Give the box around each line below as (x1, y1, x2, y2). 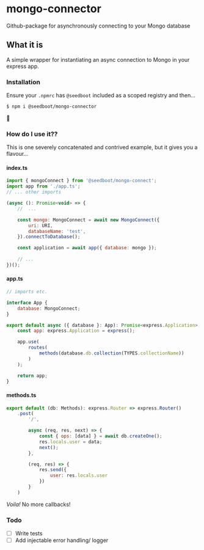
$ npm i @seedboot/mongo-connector (6, 103, 97, 110)
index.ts (6, 164, 28, 171)
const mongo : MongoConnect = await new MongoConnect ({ (17, 216, 160, 223)
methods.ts (6, 391, 37, 398)
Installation (6, 78, 41, 86)
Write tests (15, 530, 43, 537)
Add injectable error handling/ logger (15, 537, 109, 544)
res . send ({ (38, 467, 67, 473)
